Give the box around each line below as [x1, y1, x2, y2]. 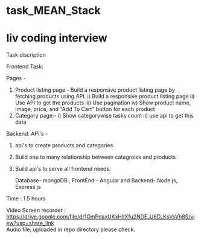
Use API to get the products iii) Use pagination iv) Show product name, [14, 99, 191, 106]
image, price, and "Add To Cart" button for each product [14, 106, 155, 113]
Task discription [6, 51, 46, 59]
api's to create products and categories [14, 142, 113, 149]
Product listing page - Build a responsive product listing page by [14, 86, 175, 94]
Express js [14, 183, 41, 191]
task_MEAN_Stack [6, 4, 101, 18]
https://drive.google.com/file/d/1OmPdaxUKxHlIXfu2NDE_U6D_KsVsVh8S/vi [6, 213, 195, 220]
